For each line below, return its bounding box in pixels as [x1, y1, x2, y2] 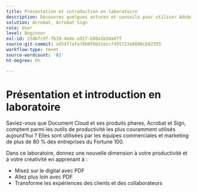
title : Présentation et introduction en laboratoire [6, 8, 138, 15]
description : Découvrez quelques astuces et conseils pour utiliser [6, 14, 177, 20]
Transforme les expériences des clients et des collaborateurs [14, 180, 163, 187]
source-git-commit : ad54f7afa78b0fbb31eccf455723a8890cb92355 [6, 42, 161, 47]
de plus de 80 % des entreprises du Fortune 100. [6, 138, 124, 145]
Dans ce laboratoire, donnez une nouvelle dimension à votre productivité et [6, 150, 188, 157]
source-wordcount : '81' [6, 52, 64, 58]
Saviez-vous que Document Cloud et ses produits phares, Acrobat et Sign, [6, 119, 186, 126]
